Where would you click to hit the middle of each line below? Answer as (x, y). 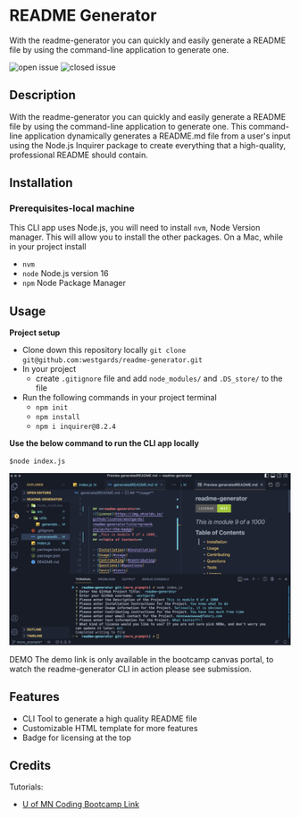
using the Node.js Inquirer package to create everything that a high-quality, (148, 145)
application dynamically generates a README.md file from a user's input (158, 136)
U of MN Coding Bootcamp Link (81, 805)
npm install (58, 417)
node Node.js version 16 (65, 274)
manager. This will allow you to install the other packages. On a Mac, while (146, 237)
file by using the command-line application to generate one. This (128, 126)
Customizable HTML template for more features (110, 728)
